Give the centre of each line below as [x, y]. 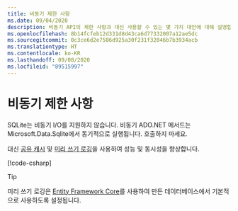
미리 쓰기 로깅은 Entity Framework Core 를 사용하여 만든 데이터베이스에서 [109, 191]
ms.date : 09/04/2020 [38, 21]
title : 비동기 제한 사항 [39, 14]
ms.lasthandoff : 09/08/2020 [49, 60]
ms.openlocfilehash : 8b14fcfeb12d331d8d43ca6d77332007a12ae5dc [103, 34]
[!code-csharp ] [29, 163]
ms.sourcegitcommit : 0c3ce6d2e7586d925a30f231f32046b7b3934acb [103, 40]
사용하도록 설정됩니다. [51, 200]
